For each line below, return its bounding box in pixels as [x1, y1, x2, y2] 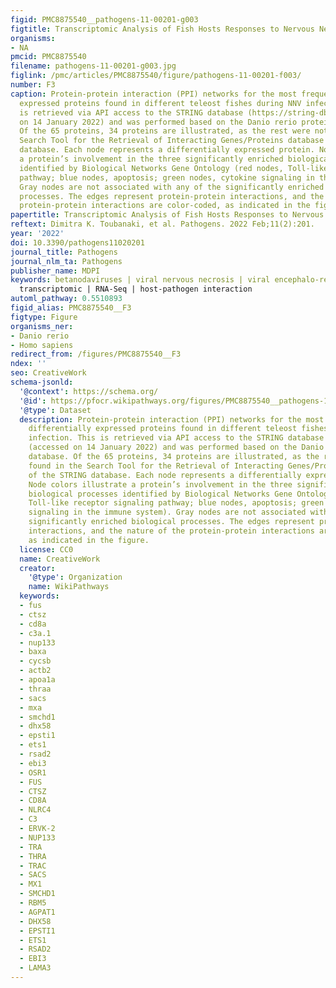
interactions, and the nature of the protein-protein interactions [28, 526, 315, 536]
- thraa [19, 684, 52, 694]
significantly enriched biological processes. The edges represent [28, 517, 315, 527]
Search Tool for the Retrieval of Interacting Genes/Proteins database [19, 136, 325, 146]
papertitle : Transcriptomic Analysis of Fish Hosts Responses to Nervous [10, 210, 325, 220]
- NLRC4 [19, 805, 52, 815]
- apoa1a [19, 675, 56, 685]
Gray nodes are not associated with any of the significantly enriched [19, 182, 325, 192]
